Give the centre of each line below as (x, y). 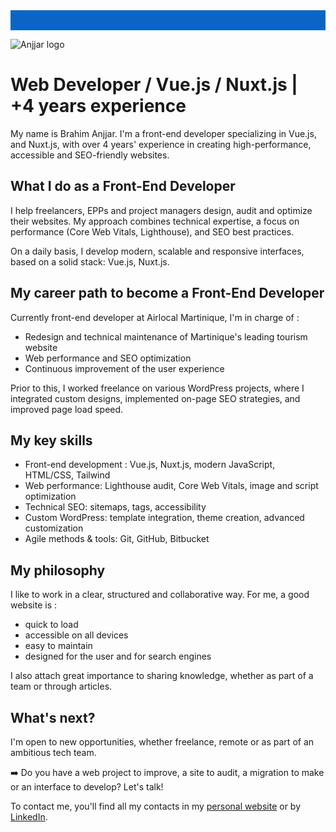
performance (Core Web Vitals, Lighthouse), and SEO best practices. (152, 231)
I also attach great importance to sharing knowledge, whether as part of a (162, 676)
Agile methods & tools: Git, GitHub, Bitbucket (117, 539)
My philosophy (58, 570)
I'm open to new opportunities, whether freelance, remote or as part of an (162, 742)
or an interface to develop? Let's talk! (87, 787)
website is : (34, 605)
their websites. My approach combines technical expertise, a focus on (155, 221)
